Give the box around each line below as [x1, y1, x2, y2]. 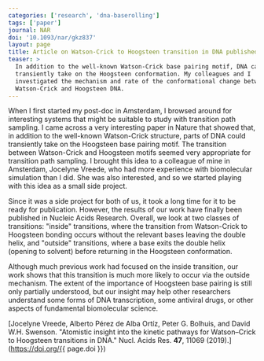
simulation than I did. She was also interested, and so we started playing [8, 173, 242, 182]
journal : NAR [8, 26, 51, 34]
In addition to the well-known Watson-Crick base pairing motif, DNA [15, 63, 247, 71]
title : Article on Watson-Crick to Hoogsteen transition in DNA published [8, 48, 258, 56]
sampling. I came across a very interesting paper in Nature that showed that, [8, 123, 256, 132]
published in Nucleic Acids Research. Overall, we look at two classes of [8, 213, 240, 223]
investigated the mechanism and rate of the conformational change [15, 77, 241, 85]
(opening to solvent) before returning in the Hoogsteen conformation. [8, 247, 233, 256]
